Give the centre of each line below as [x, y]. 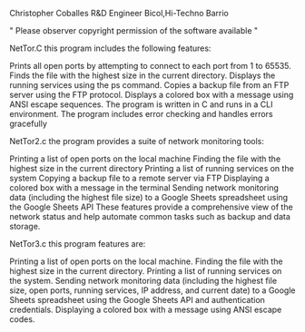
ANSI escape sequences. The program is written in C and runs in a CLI [142, 104]
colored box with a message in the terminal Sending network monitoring [144, 188]
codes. [22, 319]
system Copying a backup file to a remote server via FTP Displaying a [139, 178]
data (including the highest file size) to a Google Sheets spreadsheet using [149, 197]
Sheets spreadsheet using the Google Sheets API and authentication [138, 300]
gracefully [29, 123]
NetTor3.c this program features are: [78, 244]
